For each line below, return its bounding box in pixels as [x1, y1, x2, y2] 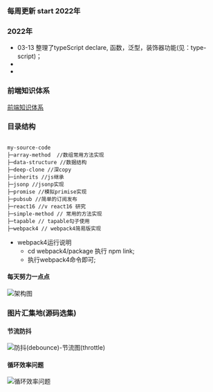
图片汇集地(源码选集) [7, 308, 77, 318]
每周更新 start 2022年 [7, 6, 81, 15]
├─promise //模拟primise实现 [7, 188, 87, 195]
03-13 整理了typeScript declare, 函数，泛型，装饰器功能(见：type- [17, 44, 207, 52]
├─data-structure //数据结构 [7, 159, 87, 166]
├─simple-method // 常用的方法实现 [7, 210, 102, 217]
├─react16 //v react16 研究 [7, 203, 86, 210]
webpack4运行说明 [17, 238, 72, 247]
